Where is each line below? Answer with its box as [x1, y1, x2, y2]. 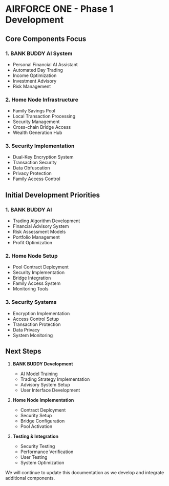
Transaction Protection [12, 321, 61, 327]
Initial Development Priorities [5, 190, 100, 199]
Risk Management [12, 83, 51, 89]
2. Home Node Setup [5, 252, 58, 260]
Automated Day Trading [12, 67, 63, 73]
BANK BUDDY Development [12, 360, 73, 367]
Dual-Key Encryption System [12, 154, 74, 160]
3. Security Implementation [5, 142, 75, 149]
